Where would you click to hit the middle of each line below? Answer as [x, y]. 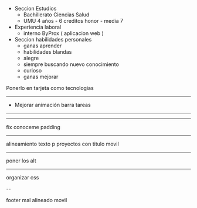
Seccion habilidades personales [53, 39]
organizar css [23, 177]
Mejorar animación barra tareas [52, 105]
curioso [33, 70]
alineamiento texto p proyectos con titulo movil [62, 144]
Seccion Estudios [35, 8]
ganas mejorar [41, 77]
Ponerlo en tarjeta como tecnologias [50, 88]
